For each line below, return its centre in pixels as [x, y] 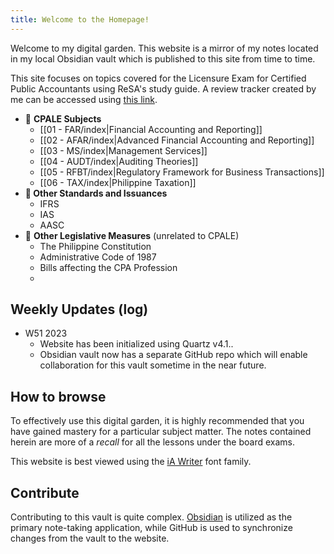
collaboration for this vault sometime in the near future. [153, 365]
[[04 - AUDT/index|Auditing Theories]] [119, 161]
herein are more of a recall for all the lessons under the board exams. [153, 442]
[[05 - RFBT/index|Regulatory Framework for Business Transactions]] [182, 172]
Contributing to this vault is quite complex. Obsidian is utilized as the [151, 517]
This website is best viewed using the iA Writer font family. [131, 462]
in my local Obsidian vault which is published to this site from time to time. [163, 58]
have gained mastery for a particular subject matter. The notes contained [161, 432]
